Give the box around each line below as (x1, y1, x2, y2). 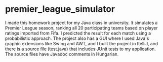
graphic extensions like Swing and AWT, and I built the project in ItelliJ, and (5, 40, 158, 46)
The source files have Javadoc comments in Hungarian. (5, 51, 119, 57)
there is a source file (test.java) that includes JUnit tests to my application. (5, 46, 156, 52)
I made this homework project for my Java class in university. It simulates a (5, 20, 158, 26)
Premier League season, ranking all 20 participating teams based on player (5, 25, 158, 31)
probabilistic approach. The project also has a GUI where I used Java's (5, 35, 149, 41)
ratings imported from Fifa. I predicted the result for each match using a (5, 30, 151, 36)
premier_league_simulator (5, 3, 115, 15)
